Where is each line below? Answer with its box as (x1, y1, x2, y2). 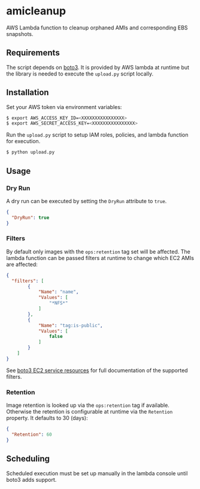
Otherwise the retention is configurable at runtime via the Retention (6, 408, 173, 415)
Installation (6, 87, 49, 98)
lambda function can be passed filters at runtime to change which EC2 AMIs (6, 254, 195, 261)
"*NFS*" (49, 300, 68, 306)
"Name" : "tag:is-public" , (38, 322, 103, 328)
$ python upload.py (6, 149, 55, 155)
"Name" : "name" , (38, 289, 79, 295)
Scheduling (6, 454, 50, 464)
